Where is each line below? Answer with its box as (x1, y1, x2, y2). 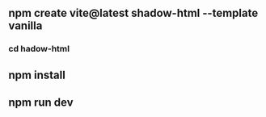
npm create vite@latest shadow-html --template (8, 6, 259, 20)
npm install (8, 68, 66, 81)
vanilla (8, 19, 43, 33)
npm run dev (8, 96, 74, 110)
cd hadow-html (8, 44, 70, 55)
